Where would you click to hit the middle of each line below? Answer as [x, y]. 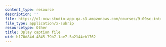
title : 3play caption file [33, 32]
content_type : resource [30, 10]
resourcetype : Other [26, 28]
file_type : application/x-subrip [40, 23]
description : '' [22, 14]
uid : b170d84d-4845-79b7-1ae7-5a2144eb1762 [51, 37]
